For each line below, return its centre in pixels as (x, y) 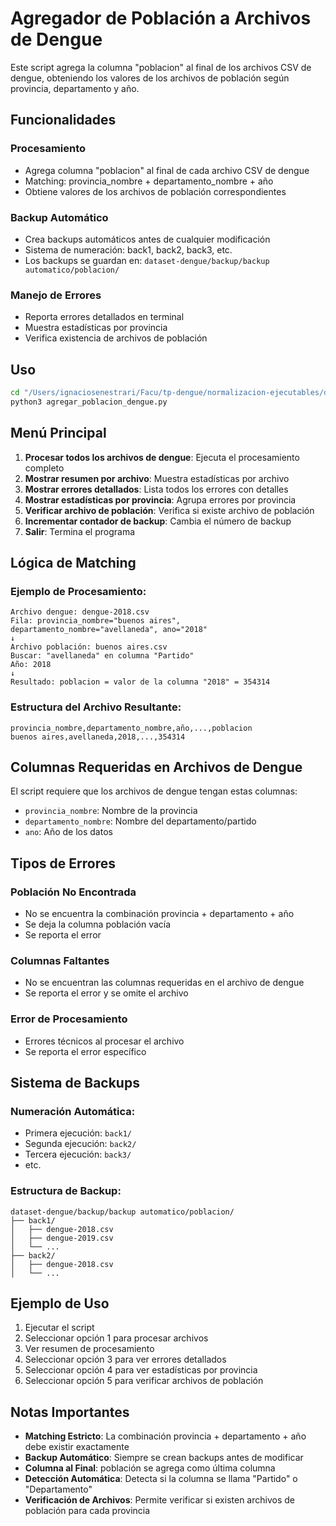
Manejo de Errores (56, 295)
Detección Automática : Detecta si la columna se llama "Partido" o (161, 1479)
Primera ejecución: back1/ (78, 1133)
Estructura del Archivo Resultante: (96, 707)
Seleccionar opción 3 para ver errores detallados (125, 1359)
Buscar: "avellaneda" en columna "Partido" (102, 656)
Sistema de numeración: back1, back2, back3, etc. (128, 249)
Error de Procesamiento (69, 1019)
